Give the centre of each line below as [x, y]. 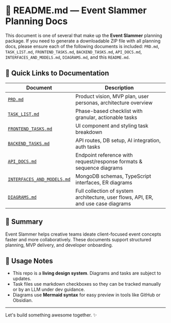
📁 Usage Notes [29, 261]
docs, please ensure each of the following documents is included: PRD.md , [82, 46]
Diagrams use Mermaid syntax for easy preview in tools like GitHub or [87, 295]
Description [119, 87]
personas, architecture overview [114, 103]
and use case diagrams [103, 203]
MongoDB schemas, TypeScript [113, 176]
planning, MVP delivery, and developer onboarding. [59, 245]
